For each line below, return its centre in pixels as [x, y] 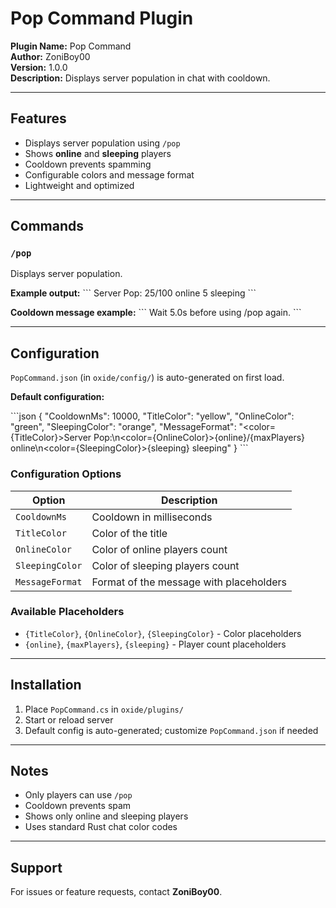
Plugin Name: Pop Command [71, 46]
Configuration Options [66, 474]
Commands [47, 226]
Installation [46, 685]
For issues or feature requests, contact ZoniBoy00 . [116, 892]
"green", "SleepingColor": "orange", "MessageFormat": [123, 427]
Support [36, 867]
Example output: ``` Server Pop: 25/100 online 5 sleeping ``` [133, 293]
